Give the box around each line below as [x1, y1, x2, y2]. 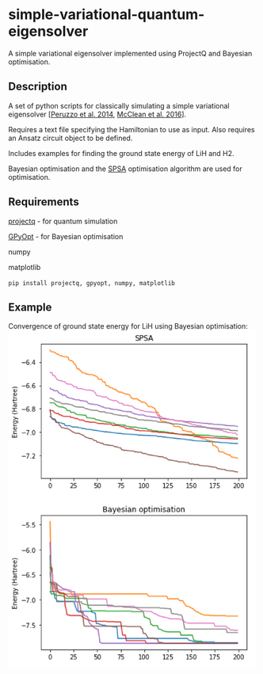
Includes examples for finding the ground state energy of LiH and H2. [8, 148, 235, 158]
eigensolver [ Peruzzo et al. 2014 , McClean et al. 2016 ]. [8, 109, 187, 119]
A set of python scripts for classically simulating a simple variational [8, 101, 230, 110]
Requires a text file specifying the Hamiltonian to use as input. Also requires [8, 124, 255, 134]
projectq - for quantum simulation [8, 216, 118, 226]
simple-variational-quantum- [8, 6, 205, 24]
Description [8, 80, 67, 93]
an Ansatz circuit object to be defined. [8, 133, 133, 143]
